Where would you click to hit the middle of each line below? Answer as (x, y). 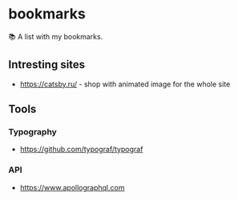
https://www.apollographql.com (72, 187)
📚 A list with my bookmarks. (56, 36)
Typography (33, 132)
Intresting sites (47, 65)
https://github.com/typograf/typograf (81, 150)
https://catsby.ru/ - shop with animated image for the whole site (125, 84)
